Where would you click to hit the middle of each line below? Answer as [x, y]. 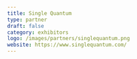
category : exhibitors [38, 32]
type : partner [27, 20]
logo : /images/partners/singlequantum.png [68, 39]
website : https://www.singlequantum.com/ [67, 45]
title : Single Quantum [39, 13]
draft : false [26, 26]
